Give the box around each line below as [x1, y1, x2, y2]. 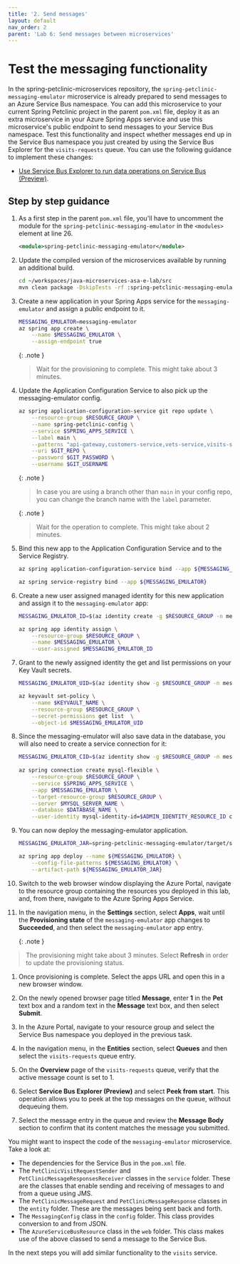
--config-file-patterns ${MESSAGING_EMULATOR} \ [31, 859, 179, 866]
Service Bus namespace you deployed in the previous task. [18, 1030, 193, 1038]
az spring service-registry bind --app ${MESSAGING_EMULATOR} [18, 578, 207, 585]
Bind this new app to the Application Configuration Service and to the [18, 544, 222, 552]
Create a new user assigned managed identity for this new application [18, 591, 224, 600]
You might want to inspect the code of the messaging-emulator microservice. [8, 1137, 232, 1146]
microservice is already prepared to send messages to [67, 92, 227, 101]
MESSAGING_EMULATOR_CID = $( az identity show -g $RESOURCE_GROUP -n [18, 754, 220, 761]
